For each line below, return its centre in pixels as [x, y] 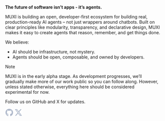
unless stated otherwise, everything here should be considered [70, 87]
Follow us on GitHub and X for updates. [45, 102]
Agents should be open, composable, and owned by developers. [79, 57]
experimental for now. [27, 92]
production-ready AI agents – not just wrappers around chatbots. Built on [80, 22]
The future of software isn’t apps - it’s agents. [54, 7]
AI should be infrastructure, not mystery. [54, 52]
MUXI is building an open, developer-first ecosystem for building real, [76, 17]
